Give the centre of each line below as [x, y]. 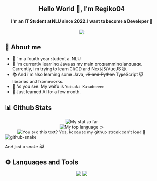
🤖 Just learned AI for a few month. [46, 92]
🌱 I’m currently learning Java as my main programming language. [77, 64]
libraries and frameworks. [38, 82]
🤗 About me [23, 47]
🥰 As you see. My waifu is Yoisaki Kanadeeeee [58, 87]
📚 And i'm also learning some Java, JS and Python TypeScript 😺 [78, 74]
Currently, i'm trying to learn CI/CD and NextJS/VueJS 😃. [70, 69]
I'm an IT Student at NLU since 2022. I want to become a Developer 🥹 [82, 21]
